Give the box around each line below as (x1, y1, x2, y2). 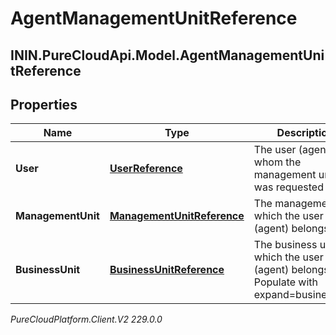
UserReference (109, 162, 183, 176)
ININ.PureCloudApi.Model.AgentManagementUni (10, 47, 325, 64)
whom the (253, 155, 302, 169)
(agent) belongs (253, 222, 330, 236)
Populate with (253, 275, 319, 289)
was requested (253, 180, 324, 194)
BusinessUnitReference (109, 263, 225, 277)
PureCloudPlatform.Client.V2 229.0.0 (10, 313, 163, 326)
